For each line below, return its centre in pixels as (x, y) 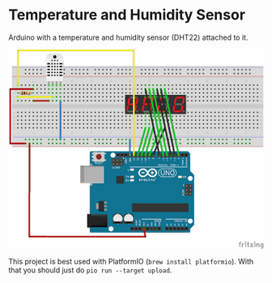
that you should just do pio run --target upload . (90, 270)
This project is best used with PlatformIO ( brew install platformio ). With (131, 261)
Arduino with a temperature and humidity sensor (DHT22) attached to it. (128, 37)
